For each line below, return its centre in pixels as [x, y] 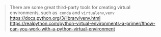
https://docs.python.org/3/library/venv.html [55, 18]
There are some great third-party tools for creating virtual [70, 7]
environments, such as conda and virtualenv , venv [62, 13]
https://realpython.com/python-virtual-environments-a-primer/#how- [83, 23]
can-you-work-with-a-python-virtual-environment [62, 29]
